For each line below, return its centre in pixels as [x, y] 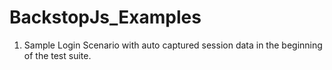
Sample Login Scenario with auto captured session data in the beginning [173, 45]
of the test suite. [57, 55]
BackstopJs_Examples [105, 17]
